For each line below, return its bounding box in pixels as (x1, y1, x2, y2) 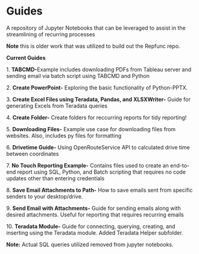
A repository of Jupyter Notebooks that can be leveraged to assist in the (6, 24, 186, 31)
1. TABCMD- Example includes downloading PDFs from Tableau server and (6, 65, 192, 73)
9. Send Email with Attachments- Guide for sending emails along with (6, 204, 181, 212)
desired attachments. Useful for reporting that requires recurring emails (6, 210, 184, 218)
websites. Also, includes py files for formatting (6, 132, 122, 139)
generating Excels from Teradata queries (6, 102, 107, 109)
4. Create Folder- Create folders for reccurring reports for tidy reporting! (6, 114, 187, 121)
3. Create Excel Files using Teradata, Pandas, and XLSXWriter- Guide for (6, 96, 191, 103)
